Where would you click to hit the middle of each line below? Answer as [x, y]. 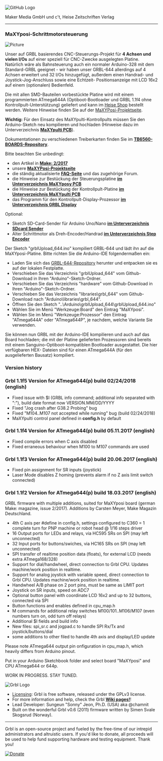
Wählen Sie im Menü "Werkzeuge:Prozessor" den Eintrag [69, 315]
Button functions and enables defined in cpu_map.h [64, 606]
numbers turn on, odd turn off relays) [49, 616]
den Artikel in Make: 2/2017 [40, 163]
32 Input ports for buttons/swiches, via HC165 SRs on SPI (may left [79, 544]
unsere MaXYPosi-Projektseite [44, 168]
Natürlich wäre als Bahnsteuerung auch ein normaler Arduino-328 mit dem [80, 64]
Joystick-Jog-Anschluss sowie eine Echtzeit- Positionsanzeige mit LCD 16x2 [81, 80]
